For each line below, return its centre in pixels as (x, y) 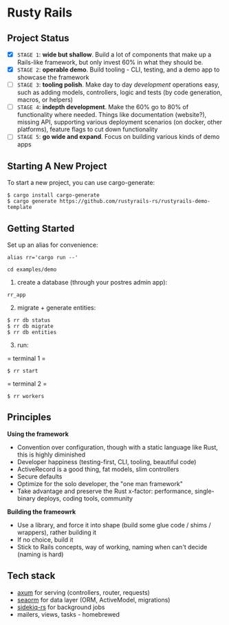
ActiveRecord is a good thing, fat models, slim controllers (98, 469)
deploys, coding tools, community (85, 498)
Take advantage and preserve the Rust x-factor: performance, (105, 491)
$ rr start (23, 371)
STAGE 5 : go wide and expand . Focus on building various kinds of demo (118, 137)
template (20, 208)
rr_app (17, 295)
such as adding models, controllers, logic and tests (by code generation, (119, 92)
